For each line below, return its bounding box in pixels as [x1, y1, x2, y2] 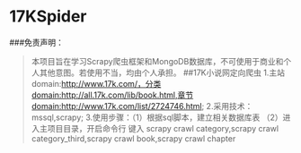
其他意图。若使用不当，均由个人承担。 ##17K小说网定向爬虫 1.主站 [39, 67, 286, 78]
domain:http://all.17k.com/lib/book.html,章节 [31, 89, 194, 100]
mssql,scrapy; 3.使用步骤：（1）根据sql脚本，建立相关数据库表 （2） [31, 112, 283, 123]
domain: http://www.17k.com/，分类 [31, 78, 162, 89]
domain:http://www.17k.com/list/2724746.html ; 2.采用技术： [31, 100, 253, 111]
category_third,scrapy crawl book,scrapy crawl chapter [31, 132, 236, 144]
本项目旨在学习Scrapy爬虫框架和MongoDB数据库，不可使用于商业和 [31, 55, 284, 66]
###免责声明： [9, 37, 65, 47]
